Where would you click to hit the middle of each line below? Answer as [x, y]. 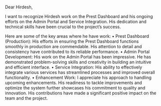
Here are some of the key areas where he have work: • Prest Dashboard [77, 36]
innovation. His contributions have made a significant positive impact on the [81, 93]
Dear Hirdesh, [19, 7]
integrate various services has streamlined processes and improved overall [80, 72]
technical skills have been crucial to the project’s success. [63, 27]
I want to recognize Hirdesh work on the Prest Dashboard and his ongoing [79, 16]
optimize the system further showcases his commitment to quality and [75, 88]
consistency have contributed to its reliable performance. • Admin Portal [77, 52]
